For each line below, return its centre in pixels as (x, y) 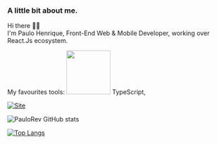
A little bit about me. (43, 11)
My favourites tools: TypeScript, (76, 92)
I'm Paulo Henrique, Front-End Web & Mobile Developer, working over (108, 33)
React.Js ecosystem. (38, 41)
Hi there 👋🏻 (24, 26)
